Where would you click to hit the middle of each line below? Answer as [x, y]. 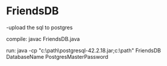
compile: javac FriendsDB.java [43, 39]
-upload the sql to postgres [40, 27]
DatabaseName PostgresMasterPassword [57, 56]
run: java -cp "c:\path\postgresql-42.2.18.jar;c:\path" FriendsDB [84, 50]
